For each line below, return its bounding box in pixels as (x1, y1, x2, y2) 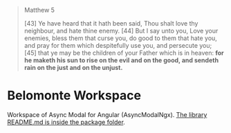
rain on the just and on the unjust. (24, 64, 123, 71)
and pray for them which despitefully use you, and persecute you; (24, 42, 212, 49)
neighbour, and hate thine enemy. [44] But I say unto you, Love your (24, 27, 219, 35)
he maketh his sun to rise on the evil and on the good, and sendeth (24, 56, 219, 64)
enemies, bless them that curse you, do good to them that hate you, (24, 34, 218, 42)
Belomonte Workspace (7, 88, 142, 103)
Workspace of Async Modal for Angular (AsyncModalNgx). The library (7, 110, 207, 118)
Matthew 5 (24, 6, 55, 14)
